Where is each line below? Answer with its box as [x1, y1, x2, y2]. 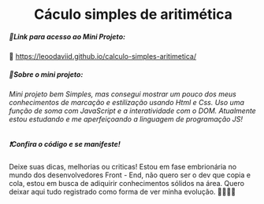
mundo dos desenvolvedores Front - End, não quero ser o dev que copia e [9, 170, 251, 180]
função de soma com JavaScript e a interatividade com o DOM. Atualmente [9, 106, 257, 115]
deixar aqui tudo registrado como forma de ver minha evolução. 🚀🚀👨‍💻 [9, 187, 236, 197]
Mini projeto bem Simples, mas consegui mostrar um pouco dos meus [9, 89, 237, 99]
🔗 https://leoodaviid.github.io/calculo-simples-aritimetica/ [9, 52, 196, 61]
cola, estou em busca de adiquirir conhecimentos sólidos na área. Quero [9, 179, 245, 188]
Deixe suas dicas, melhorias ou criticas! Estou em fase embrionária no [9, 162, 237, 172]
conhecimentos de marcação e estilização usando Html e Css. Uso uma [9, 98, 245, 107]
